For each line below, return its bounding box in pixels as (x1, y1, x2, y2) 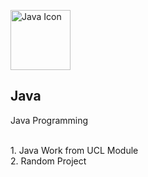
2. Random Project (10, 155, 87, 167)
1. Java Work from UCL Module (10, 144, 139, 156)
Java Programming (10, 114, 89, 126)
